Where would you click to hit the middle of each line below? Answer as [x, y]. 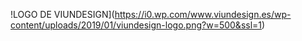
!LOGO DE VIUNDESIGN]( [62, 14]
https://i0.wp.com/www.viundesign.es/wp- [203, 14]
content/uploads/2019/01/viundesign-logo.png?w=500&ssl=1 [136, 25]
